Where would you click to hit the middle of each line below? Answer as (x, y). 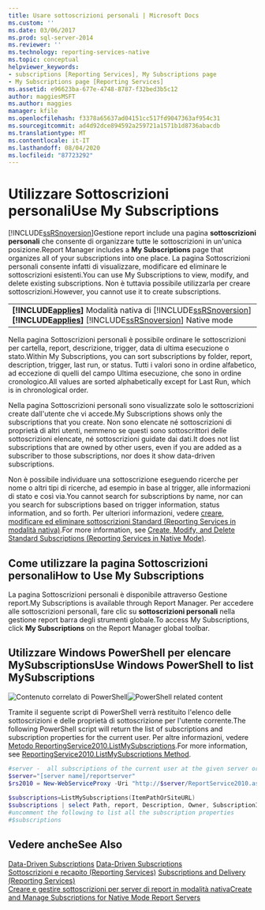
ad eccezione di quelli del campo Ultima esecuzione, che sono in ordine (125, 373)
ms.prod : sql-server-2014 (50, 38)
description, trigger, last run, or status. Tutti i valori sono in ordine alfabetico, (132, 365)
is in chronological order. (49, 390)
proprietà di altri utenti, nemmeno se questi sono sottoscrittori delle (118, 431)
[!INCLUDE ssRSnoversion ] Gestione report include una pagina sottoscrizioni (132, 233)
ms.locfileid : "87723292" (50, 155)
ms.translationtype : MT (47, 133)
